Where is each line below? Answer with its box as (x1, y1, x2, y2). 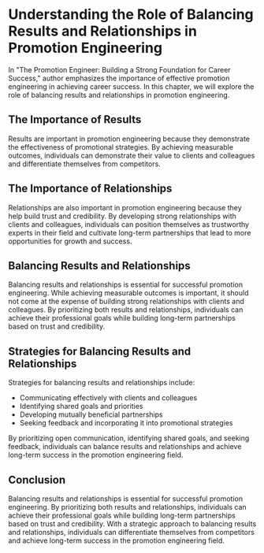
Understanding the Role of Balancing (8, 6, 254, 24)
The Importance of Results (8, 113, 142, 127)
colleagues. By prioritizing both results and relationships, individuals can (8, 305, 244, 314)
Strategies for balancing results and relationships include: (8, 378, 195, 388)
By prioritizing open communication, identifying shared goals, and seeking (8, 433, 250, 443)
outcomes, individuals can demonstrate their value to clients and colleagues (8, 150, 255, 160)
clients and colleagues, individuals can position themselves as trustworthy (8, 219, 250, 229)
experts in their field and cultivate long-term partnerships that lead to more (8, 228, 251, 237)
